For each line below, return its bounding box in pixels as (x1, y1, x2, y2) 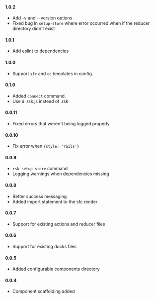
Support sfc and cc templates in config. (12, 70, 93, 77)
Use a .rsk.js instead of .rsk (12, 98, 69, 104)
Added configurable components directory (12, 266, 100, 272)
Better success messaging (12, 193, 67, 199)
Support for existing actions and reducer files (12, 221, 105, 227)
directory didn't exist (12, 25, 55, 32)
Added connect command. (12, 93, 66, 99)
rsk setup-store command (12, 166, 68, 172)
